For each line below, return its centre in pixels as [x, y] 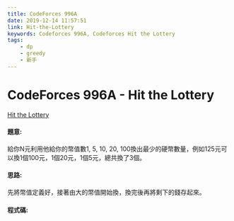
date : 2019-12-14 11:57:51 [47, 21]
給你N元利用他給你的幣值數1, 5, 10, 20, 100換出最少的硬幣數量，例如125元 [114, 149]
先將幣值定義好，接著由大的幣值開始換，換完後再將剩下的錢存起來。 [106, 193]
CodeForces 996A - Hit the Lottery [111, 95]
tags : [15, 40]
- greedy [33, 54]
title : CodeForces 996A [42, 14]
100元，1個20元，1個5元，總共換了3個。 [87, 157]
